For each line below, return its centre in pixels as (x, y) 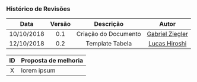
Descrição (109, 24)
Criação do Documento (109, 34)
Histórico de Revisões (38, 9)
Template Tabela (109, 44)
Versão (61, 24)
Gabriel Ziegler (167, 34)
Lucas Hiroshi (167, 44)
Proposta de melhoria (52, 61)
